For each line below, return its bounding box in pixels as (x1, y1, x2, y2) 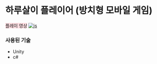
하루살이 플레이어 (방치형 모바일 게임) (5, 5, 152, 16)
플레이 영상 (5, 23, 28, 29)
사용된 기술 (5, 36, 31, 44)
